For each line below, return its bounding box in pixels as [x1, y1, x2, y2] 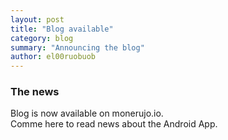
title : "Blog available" [10, 24, 114, 34]
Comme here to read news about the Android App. [10, 118, 218, 130]
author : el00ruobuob [10, 52, 97, 62]
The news [10, 85, 60, 99]
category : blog [10, 33, 74, 43]
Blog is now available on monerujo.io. [10, 107, 164, 120]
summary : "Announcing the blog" [10, 42, 145, 53]
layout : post [10, 14, 65, 25]
